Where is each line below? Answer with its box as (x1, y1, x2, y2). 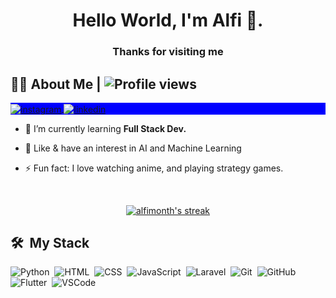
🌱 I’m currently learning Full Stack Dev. (24, 122, 187, 134)
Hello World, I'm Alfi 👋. (72, 9, 264, 32)
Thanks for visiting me (112, 45, 224, 59)
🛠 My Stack (10, 234, 90, 251)
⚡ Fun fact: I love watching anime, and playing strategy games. (24, 162, 284, 174)
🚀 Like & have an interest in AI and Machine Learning (24, 142, 242, 154)
